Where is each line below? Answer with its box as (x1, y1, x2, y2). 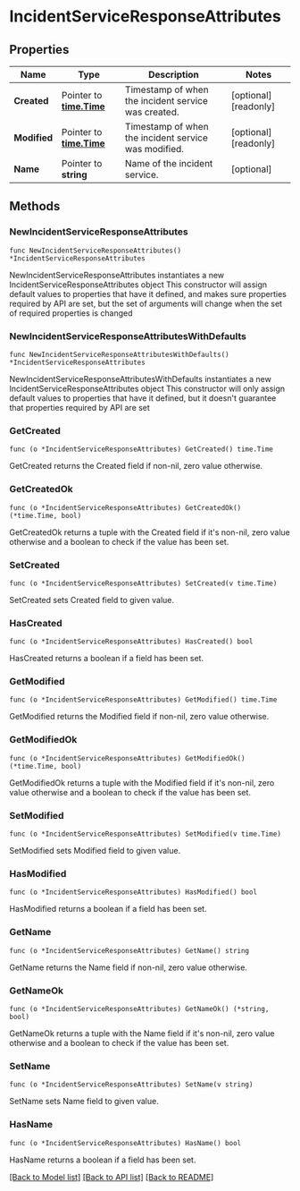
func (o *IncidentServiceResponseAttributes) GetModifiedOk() (9, 753, 246, 762)
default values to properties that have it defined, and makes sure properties (9, 288, 287, 299)
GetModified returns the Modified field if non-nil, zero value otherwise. (9, 711, 270, 722)
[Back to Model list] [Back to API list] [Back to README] (9, 1171, 214, 1182)
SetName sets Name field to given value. (9, 1096, 159, 1107)
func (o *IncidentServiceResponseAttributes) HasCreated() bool (9, 637, 254, 646)
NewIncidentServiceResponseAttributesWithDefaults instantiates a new (9, 373, 272, 384)
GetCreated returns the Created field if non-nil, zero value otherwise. (9, 461, 263, 472)
